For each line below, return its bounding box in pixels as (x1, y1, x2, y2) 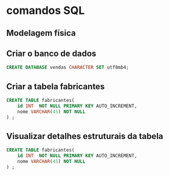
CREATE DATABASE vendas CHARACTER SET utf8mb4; (6, 64, 129, 70)
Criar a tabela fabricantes (6, 81, 105, 92)
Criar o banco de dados (6, 48, 97, 58)
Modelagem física (6, 28, 76, 38)
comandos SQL (6, 4, 85, 18)
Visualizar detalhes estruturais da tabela (6, 131, 164, 141)
